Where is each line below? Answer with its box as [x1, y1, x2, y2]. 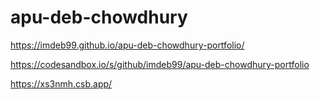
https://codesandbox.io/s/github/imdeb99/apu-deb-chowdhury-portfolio [10, 58, 310, 70]
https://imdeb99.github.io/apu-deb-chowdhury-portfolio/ [10, 39, 245, 51]
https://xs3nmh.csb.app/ [10, 77, 113, 90]
